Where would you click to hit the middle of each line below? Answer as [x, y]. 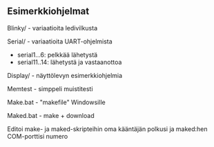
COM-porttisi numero [38, 136]
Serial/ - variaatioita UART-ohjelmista [60, 41]
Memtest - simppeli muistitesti [50, 88]
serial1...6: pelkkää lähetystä [57, 55]
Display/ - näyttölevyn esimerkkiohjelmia [65, 75]
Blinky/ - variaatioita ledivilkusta [52, 28]
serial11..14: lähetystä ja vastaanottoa [69, 62]
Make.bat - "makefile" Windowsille [56, 102]
